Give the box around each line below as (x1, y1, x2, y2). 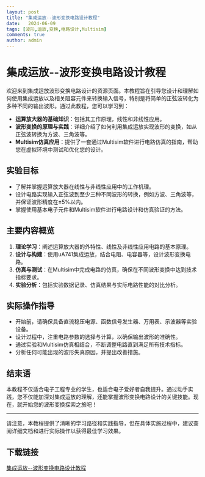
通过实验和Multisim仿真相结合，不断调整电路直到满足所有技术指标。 (15, 341, 187, 349)
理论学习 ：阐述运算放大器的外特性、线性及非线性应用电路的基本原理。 (15, 243, 192, 250)
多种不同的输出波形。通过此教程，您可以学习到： (6, 102, 129, 109)
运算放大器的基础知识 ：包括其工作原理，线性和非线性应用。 (15, 115, 165, 122)
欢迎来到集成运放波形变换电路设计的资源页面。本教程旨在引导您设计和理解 (6, 87, 193, 94)
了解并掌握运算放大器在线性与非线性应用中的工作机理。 (15, 183, 154, 190)
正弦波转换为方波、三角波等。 (15, 130, 90, 138)
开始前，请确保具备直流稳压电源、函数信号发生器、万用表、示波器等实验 (15, 318, 197, 325)
